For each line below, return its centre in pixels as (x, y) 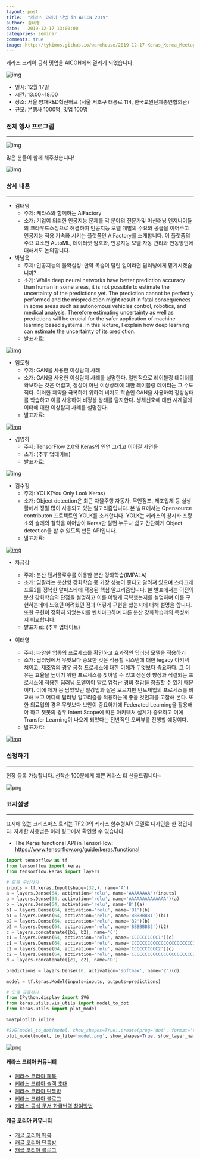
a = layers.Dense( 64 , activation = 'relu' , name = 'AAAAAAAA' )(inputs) (92, 893)
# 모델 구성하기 (23, 882)
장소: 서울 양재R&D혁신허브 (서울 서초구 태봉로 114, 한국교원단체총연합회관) (102, 101)
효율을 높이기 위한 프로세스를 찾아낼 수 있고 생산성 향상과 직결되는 (111, 675)
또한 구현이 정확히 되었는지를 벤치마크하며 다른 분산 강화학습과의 (99, 612)
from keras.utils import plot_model (51, 1009)
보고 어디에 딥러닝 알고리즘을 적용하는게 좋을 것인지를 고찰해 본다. (111, 697)
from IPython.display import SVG (48, 998)
